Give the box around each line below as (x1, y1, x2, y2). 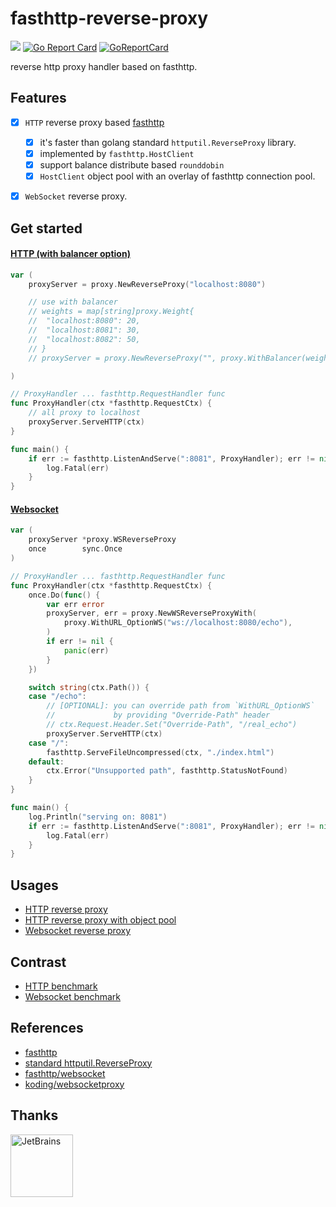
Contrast (10, 953, 67, 971)
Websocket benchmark (24, 990, 122, 1002)
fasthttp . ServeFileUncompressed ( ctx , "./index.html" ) (46, 747, 275, 757)
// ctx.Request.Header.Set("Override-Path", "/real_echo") (46, 720, 298, 730)
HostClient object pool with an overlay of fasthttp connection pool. (39, 170, 316, 182)
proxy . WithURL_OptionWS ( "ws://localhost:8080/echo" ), (63, 618, 293, 628)
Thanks (10, 1107, 59, 1124)
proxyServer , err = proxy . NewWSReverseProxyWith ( (46, 608, 257, 619)
